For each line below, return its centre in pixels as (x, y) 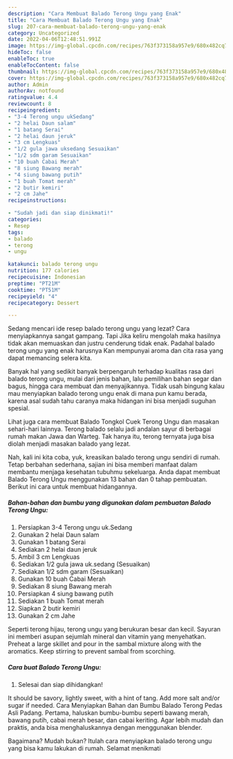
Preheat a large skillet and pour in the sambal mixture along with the (105, 644)
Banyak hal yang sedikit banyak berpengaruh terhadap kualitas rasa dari (111, 372)
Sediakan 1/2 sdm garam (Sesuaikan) (71, 572)
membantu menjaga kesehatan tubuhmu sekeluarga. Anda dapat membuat (114, 472)
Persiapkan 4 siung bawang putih (65, 594)
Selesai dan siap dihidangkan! (60, 685)
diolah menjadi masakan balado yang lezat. (69, 444)
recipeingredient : (34, 110)
